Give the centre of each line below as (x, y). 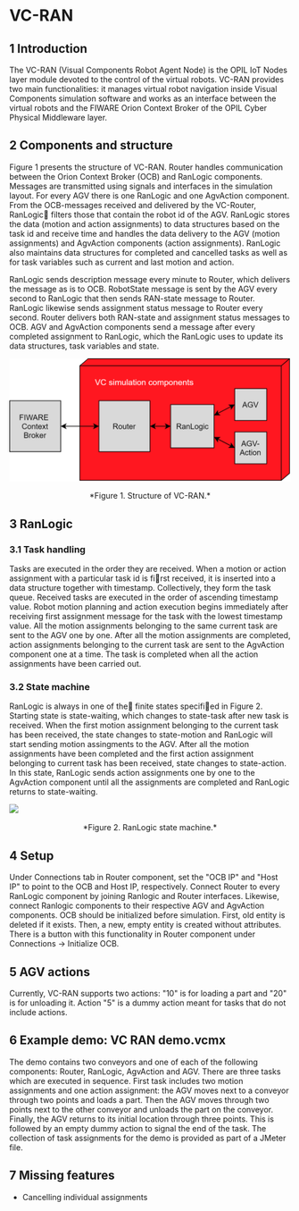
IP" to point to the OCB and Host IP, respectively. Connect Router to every (145, 887)
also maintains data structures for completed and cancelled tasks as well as (149, 252)
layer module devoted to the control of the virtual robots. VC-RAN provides (146, 80)
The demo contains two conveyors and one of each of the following (134, 1062)
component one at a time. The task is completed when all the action (134, 654)
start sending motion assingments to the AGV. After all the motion (129, 744)
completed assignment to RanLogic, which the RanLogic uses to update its (146, 336)
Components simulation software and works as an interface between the (143, 98)
